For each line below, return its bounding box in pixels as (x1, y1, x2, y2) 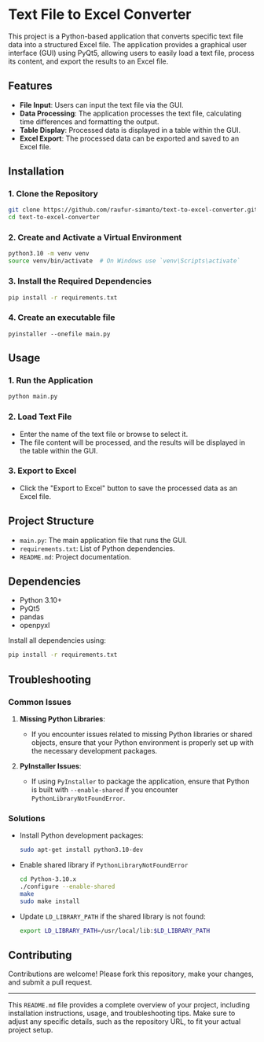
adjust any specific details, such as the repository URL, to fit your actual (8, 1017, 241, 1026)
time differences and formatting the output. (19, 116, 159, 127)
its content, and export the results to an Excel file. (8, 57, 169, 66)
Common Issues (8, 696, 72, 707)
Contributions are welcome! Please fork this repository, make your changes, (8, 969, 254, 979)
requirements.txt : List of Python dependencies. (19, 544, 175, 553)
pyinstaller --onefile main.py (8, 330, 111, 338)
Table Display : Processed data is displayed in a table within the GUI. (19, 125, 241, 134)
